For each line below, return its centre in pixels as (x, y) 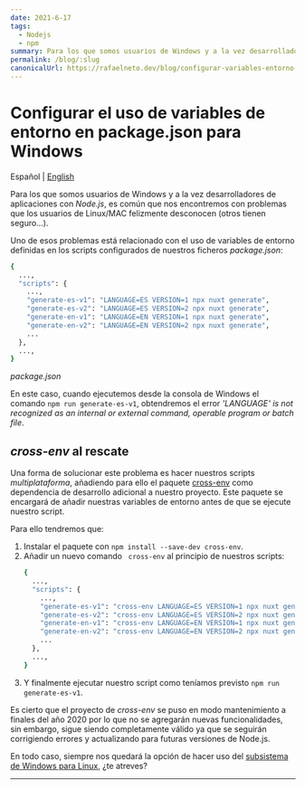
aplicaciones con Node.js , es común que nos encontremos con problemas (149, 204)
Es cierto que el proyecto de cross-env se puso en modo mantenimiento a (148, 709)
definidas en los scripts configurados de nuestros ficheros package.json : (147, 250)
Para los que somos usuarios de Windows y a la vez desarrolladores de (143, 194)
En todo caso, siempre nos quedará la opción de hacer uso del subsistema (149, 756)
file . (18, 423)
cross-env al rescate (70, 451)
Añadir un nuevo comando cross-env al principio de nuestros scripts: (154, 556)
